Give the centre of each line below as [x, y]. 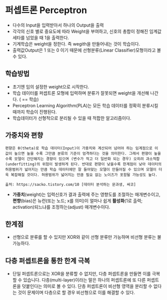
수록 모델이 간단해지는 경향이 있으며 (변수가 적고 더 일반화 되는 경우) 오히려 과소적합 [82, 159]
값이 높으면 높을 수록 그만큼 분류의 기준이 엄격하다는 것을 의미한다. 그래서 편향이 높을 [83, 153]
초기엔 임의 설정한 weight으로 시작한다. [51, 87]
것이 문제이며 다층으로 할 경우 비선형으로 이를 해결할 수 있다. [76, 292]
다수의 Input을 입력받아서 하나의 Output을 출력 [58, 25]
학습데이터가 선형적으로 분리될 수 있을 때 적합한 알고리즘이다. [72, 118]
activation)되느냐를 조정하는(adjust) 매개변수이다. [61, 207]
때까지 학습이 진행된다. [34, 112]
